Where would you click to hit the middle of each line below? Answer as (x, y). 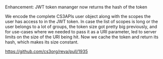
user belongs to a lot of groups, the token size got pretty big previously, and (81, 27)
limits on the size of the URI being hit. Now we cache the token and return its (82, 37)
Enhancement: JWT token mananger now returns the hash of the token (76, 7)
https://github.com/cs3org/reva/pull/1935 (46, 51)
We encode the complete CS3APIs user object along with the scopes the (78, 16)
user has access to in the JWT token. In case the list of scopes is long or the (81, 22)
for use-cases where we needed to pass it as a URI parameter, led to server (81, 32)
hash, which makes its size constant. (42, 42)
